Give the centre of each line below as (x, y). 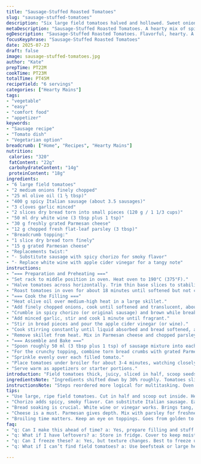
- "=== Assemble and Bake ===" (45, 341)
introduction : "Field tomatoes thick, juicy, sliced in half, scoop (93, 374)
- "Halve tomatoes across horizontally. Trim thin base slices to (91, 285)
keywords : (19, 123)
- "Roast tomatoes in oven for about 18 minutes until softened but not (99, 290)
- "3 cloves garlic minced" (41, 207)
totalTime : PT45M (28, 79)
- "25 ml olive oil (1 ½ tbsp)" (46, 195)
